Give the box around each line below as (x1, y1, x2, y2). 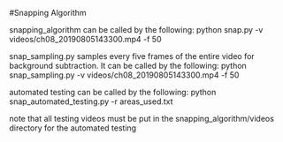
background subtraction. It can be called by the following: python (9, 61, 248, 71)
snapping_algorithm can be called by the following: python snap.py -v (9, 25, 264, 34)
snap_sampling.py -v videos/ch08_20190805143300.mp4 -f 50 (9, 70, 240, 80)
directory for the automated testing (9, 123, 137, 133)
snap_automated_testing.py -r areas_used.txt (9, 96, 174, 107)
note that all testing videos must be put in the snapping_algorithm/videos (9, 114, 274, 123)
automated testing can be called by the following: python (9, 87, 217, 97)
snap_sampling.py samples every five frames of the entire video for (9, 51, 255, 61)
